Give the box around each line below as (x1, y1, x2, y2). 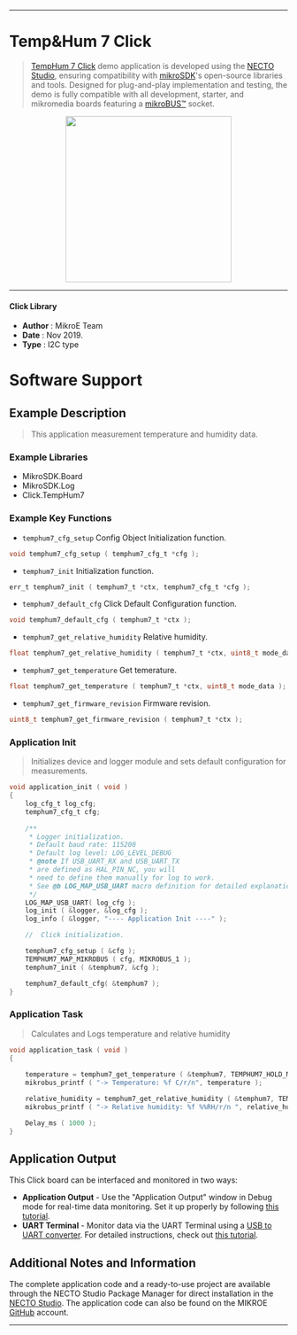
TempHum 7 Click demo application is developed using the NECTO (30, 60, 275, 71)
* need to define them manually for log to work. (28, 873, 216, 882)
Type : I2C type (21, 339, 80, 350)
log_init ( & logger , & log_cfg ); (25, 906, 148, 915)
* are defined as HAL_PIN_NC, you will (28, 865, 176, 874)
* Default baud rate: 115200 (28, 841, 137, 850)
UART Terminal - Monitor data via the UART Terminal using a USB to (21, 1220, 272, 1231)
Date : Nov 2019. (21, 330, 84, 341)
